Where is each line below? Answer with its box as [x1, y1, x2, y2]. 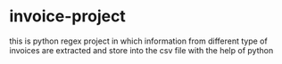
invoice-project [9, 6, 127, 27]
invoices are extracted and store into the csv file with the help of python [9, 44, 274, 55]
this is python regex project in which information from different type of [9, 36, 268, 46]
